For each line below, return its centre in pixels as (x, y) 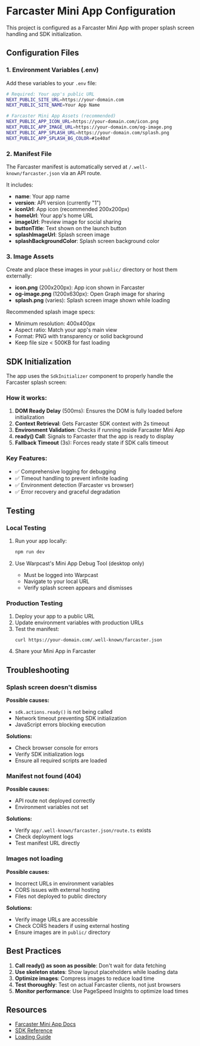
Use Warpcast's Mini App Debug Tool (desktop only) (79, 563)
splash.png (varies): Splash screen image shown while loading (92, 300)
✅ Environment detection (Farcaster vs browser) (74, 485)
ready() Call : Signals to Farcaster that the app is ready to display (94, 437)
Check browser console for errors (56, 748)
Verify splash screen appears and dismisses (78, 588)
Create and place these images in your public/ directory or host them (92, 270)
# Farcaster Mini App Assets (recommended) (61, 116)
